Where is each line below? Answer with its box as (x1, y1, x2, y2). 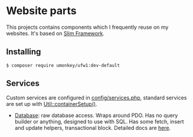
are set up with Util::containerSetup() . (6, 100, 97, 107)
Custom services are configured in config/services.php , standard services (6, 94, 187, 101)
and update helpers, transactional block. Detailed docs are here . (14, 124, 171, 131)
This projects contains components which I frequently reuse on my (6, 24, 169, 31)
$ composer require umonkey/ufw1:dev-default (6, 62, 120, 68)
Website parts (6, 4, 77, 18)
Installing (6, 47, 41, 57)
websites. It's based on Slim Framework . (6, 29, 104, 36)
